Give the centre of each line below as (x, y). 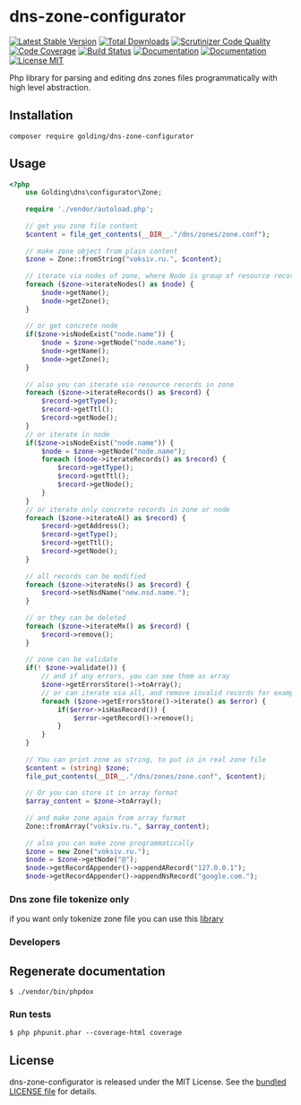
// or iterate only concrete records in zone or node (128, 509)
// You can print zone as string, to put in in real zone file (146, 760)
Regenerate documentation (87, 971)
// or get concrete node (72, 326)
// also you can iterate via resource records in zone (130, 384)
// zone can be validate (72, 660)
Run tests (30, 1014)
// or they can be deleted (76, 618)
